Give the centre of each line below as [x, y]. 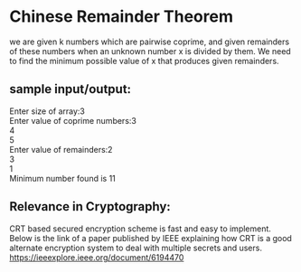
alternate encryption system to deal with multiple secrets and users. [136, 248]
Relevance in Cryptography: [90, 206]
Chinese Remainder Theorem [121, 17]
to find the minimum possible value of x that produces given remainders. [144, 61]
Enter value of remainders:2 [61, 149]
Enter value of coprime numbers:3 [73, 120]
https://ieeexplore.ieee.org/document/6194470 [97, 257]
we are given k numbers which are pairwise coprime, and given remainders [150, 42]
